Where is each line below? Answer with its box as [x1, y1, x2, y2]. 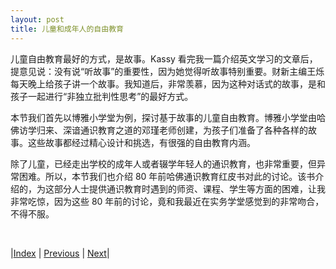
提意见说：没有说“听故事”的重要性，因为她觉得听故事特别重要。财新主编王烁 [10, 65, 325, 77]
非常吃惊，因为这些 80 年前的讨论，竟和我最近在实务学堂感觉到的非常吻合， [10, 195, 325, 207]
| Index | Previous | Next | [10, 247, 110, 259]
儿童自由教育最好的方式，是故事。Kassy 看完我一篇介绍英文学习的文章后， [10, 52, 318, 65]
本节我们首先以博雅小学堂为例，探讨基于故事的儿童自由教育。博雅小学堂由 [10, 111, 317, 123]
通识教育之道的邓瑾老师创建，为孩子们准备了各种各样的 [79, 124, 308, 136]
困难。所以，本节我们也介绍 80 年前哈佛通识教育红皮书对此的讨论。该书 [18, 170, 316, 182]
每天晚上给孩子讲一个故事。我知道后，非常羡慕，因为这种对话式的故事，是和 [10, 77, 326, 90]
